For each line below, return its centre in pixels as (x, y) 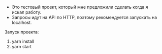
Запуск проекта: (22, 32)
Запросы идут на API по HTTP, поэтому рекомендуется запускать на (84, 17)
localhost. (22, 22)
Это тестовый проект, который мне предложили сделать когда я (80, 7)
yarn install (23, 41)
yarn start (22, 46)
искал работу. (26, 12)
